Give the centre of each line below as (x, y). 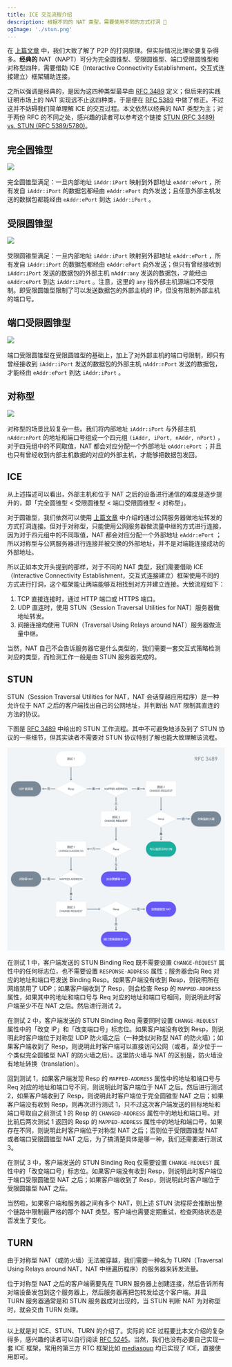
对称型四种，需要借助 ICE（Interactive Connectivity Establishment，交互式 (113, 68)
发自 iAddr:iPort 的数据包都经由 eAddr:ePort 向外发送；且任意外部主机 (114, 191)
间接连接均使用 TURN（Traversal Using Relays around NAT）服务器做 (116, 625)
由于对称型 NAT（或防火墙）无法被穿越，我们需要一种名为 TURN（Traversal (115, 1260)
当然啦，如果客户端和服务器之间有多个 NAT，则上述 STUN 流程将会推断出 (112, 1203)
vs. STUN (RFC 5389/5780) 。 (49, 126)
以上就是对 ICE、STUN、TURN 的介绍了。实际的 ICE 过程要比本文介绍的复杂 (116, 1331)
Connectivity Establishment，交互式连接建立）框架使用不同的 (132, 575)
